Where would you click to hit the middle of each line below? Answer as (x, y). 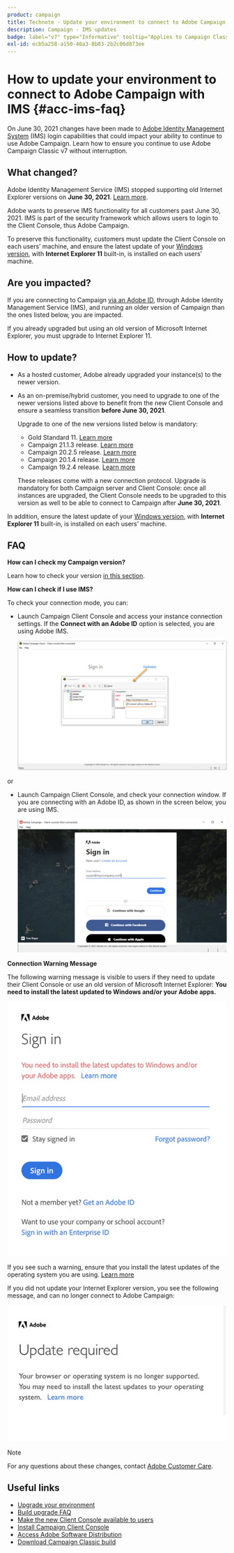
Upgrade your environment (56, 1505)
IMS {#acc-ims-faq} (67, 109)
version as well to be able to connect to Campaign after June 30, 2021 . (119, 503)
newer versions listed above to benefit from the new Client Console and (120, 403)
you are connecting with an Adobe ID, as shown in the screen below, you (122, 802)
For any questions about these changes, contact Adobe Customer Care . (110, 1466)
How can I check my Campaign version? (67, 563)
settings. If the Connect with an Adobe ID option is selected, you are (116, 624)
